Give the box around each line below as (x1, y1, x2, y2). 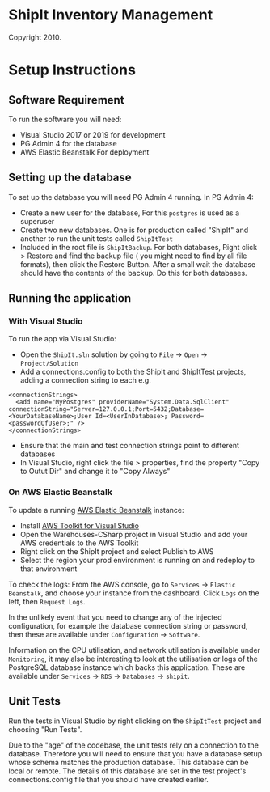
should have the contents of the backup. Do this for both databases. (19, 268, 248, 277)
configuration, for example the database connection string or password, (8, 620, 248, 630)
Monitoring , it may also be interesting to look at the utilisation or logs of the (8, 654, 259, 663)
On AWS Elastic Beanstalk (8, 487, 113, 498)
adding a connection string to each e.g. (19, 375, 151, 385)
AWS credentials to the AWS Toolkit (19, 538, 139, 548)
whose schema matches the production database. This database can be (8, 757, 249, 767)
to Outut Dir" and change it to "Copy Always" (19, 467, 171, 476)
